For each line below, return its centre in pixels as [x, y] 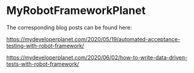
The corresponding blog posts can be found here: [69, 27]
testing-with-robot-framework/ [45, 46]
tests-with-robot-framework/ [43, 64]
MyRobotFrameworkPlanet [76, 11]
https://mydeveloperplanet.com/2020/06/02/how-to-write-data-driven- [97, 57]
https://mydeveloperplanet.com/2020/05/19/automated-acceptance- [93, 39]
